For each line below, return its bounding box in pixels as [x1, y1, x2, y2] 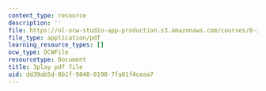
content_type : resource [8, 11, 87, 20]
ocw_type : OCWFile [8, 48, 69, 56]
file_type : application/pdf [8, 33, 101, 42]
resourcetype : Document [8, 56, 87, 64]
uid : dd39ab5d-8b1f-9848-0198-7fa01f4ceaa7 [8, 70, 154, 78]
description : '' [8, 19, 62, 27]
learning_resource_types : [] [8, 41, 104, 49]
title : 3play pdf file [8, 63, 83, 71]
